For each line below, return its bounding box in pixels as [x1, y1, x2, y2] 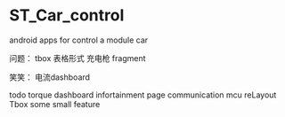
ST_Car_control [9, 5, 125, 26]
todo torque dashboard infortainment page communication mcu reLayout [9, 90, 277, 100]
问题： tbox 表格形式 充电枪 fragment [9, 52, 146, 63]
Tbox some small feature [9, 98, 101, 109]
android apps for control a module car [9, 35, 149, 45]
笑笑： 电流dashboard [9, 72, 91, 82]
